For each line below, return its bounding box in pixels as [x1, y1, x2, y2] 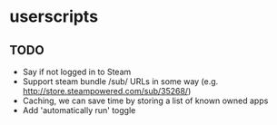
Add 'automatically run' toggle [22, 105, 136, 115]
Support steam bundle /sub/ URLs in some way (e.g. [22, 76, 219, 87]
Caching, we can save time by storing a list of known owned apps [22, 95, 269, 106]
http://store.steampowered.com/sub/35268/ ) [22, 86, 192, 96]
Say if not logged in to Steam [22, 66, 132, 77]
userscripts [9, 6, 98, 27]
